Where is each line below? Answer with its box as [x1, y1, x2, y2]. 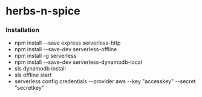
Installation [5, 26, 40, 34]
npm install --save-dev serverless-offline [14, 46, 117, 53]
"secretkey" [14, 84, 45, 92]
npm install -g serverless [14, 52, 77, 60]
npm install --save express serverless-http [14, 39, 121, 46]
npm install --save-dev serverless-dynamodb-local [14, 58, 143, 66]
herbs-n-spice [5, 4, 80, 18]
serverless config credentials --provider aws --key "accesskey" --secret [14, 78, 196, 85]
